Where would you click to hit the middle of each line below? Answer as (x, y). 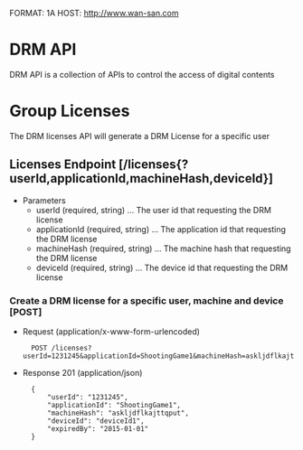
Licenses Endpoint (63, 165)
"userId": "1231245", (87, 397)
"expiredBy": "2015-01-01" (98, 428)
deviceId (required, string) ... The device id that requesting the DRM (162, 267)
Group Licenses (70, 111)
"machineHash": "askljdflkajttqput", (118, 413)
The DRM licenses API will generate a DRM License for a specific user (139, 136)
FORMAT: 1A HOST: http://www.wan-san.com (94, 13)
